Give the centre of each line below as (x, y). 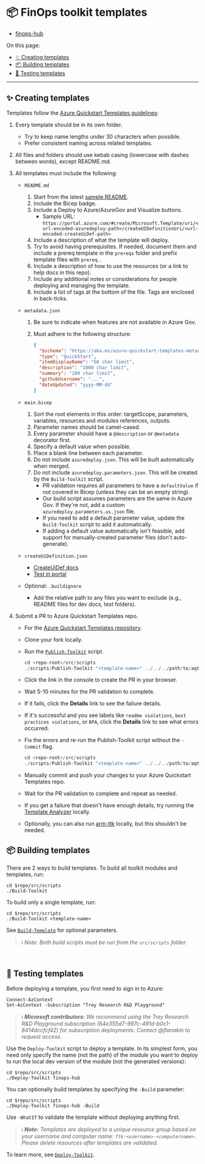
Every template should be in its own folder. (69, 125)
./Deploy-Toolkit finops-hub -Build (53, 1106)
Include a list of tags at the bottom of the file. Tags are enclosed (113, 292)
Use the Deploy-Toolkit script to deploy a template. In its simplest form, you (102, 1048)
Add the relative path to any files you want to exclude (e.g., (107, 597)
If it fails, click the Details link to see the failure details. (93, 704)
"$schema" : (53, 351)
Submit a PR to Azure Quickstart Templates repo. (77, 616)
